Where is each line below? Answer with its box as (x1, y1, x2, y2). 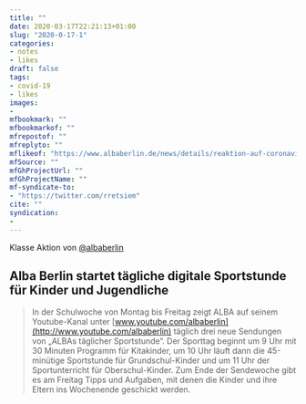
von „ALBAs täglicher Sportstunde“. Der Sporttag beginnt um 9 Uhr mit (31, 336, 297, 347)
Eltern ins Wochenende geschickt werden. (31, 384, 191, 395)
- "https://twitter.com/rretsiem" (9, 192, 141, 201)
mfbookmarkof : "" (9, 124, 76, 133)
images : (9, 98, 39, 108)
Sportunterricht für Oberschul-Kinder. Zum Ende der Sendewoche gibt (31, 365, 297, 376)
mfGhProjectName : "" (9, 174, 88, 183)
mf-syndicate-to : (9, 183, 76, 192)
